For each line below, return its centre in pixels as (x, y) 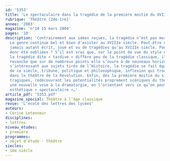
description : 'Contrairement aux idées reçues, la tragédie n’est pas (81, 38)
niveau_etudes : (21, 127)
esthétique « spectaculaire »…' (44, 90)
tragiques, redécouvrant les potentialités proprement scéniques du (83, 80)
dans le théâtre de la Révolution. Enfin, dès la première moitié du (84, 76)
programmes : (18, 137)
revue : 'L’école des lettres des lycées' (50, 104)
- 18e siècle (19, 151)
